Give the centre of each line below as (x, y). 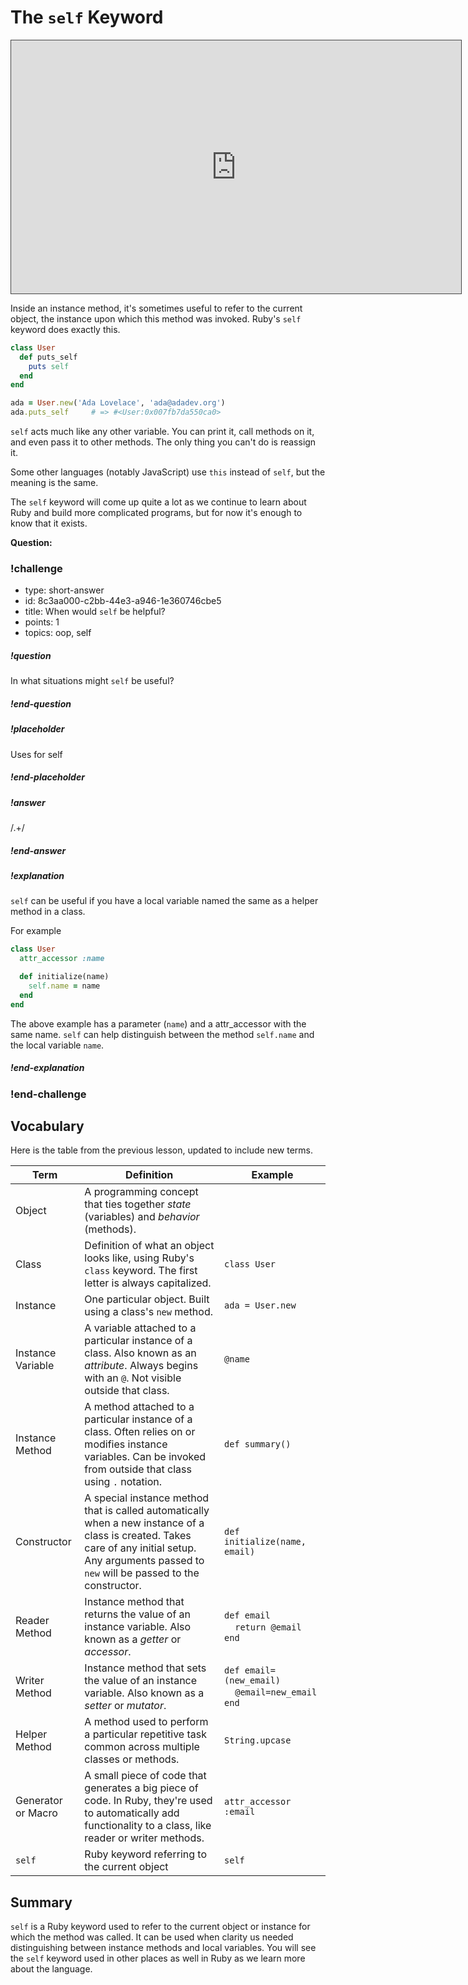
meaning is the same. (54, 483)
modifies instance (126, 1444)
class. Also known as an (140, 1353)
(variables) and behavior (142, 1217)
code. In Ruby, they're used (148, 1801)
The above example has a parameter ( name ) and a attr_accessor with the (158, 1023)
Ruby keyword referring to (145, 1854)
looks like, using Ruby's (139, 1258)
